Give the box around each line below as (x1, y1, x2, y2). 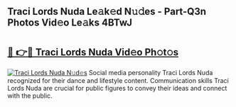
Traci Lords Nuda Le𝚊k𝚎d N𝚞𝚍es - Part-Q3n (7, 6, 207, 18)
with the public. (7, 91, 53, 100)
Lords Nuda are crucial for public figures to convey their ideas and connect (7, 84, 227, 92)
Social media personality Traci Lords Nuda (88, 69, 213, 77)
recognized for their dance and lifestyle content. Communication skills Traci (7, 77, 229, 84)
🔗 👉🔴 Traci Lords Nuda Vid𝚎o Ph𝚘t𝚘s (7, 46, 179, 58)
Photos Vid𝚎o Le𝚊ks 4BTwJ (7, 17, 133, 29)
